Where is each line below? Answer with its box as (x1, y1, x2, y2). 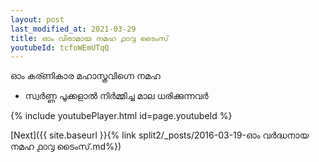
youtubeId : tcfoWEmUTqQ (10, 42, 110, 53)
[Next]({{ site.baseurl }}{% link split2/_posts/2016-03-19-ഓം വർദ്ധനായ (10, 129, 309, 141)
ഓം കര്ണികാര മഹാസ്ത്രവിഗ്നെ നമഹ (10, 70, 161, 82)
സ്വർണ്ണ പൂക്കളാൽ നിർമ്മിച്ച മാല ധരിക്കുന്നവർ (24, 90, 209, 102)
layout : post (10, 14, 65, 25)
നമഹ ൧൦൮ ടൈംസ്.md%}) (10, 141, 122, 153)
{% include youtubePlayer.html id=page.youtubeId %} (10, 110, 233, 122)
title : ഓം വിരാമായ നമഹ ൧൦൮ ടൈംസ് (10, 33, 169, 43)
